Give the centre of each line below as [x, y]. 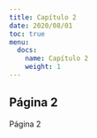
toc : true [27, 34]
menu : [19, 42]
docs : [27, 50]
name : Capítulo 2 [57, 58]
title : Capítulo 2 [43, 17]
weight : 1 [43, 67]
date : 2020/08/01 [41, 26]
